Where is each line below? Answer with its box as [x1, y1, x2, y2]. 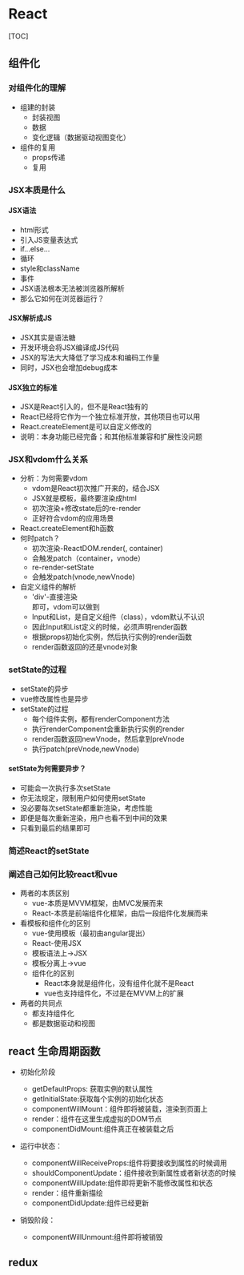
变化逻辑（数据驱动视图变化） [31, 132, 130, 142]
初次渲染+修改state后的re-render [31, 504, 142, 513]
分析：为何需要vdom [19, 473, 88, 483]
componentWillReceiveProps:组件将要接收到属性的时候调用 [31, 1158, 227, 1168]
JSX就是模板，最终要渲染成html [31, 493, 138, 503]
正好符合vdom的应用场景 [31, 513, 114, 523]
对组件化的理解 [8, 82, 66, 94]
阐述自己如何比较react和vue [8, 868, 118, 879]
